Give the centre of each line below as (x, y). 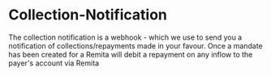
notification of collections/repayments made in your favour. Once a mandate (136, 45)
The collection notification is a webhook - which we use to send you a (125, 37)
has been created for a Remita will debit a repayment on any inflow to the (131, 54)
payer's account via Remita (54, 63)
